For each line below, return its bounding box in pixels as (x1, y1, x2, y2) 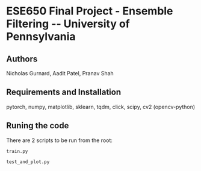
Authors (6, 54, 38, 64)
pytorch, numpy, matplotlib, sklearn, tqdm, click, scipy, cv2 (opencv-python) (6, 103, 196, 110)
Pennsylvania (6, 30, 76, 43)
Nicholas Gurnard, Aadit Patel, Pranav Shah (6, 70, 114, 76)
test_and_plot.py (6, 158, 50, 165)
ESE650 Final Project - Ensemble (6, 4, 173, 18)
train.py (6, 148, 28, 154)
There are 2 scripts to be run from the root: (6, 137, 113, 144)
